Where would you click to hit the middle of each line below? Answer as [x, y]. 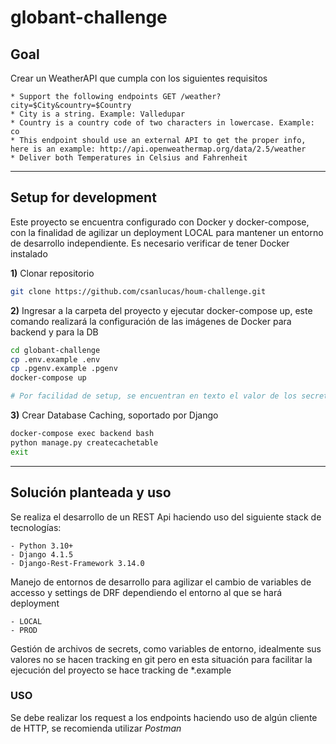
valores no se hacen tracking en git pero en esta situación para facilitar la [161, 659]
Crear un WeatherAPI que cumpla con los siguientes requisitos [139, 78]
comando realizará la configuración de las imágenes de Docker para [151, 321]
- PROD [24, 630]
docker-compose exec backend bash [82, 434]
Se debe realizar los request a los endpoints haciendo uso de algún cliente [164, 717]
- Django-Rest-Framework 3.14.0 [77, 563]
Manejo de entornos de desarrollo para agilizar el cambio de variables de [161, 582]
